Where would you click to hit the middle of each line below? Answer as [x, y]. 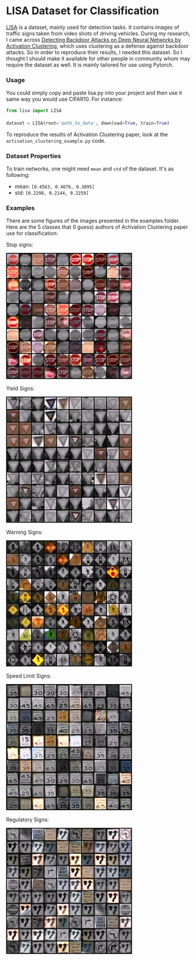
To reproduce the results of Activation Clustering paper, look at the [87, 134]
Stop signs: [20, 245]
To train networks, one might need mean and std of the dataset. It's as [90, 169]
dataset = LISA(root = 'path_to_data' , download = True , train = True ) [88, 123]
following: [18, 175]
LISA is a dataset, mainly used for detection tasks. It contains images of [93, 27]
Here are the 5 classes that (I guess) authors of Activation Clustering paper [97, 227]
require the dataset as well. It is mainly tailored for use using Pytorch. [90, 65]
